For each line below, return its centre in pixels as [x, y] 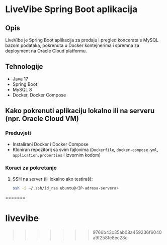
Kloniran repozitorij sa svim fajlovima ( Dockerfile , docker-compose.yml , [85, 150]
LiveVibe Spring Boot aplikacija [71, 9]
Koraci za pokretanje [31, 168]
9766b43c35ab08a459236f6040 [127, 232]
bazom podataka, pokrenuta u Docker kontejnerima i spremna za [72, 45]
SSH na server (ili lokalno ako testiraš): [53, 179]
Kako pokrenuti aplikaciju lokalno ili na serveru [80, 111]
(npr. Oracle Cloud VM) [42, 119]
